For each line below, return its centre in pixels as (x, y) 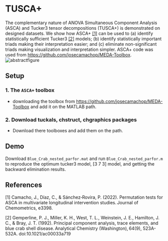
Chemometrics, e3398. (29, 208)
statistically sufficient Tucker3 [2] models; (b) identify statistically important (83, 39)
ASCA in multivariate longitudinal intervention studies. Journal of (72, 202)
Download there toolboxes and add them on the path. (68, 130)
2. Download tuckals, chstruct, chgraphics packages (71, 120)
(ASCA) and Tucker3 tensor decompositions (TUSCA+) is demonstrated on (82, 28)
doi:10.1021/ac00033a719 (45, 233)
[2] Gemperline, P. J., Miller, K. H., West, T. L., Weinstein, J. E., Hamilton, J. (82, 217)
